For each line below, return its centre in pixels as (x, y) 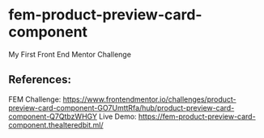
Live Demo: (117, 116)
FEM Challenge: (35, 99)
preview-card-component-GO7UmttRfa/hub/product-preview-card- (121, 107)
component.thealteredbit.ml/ (56, 125)
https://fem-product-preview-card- (197, 116)
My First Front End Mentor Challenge (70, 54)
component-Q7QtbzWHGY (53, 116)
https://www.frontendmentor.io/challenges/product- (149, 99)
